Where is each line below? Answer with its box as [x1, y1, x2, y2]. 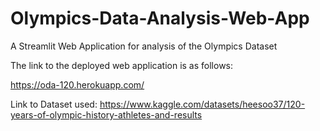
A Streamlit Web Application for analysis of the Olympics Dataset [10, 40, 278, 52]
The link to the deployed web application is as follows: [10, 59, 234, 71]
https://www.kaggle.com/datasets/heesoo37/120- [99, 98, 306, 110]
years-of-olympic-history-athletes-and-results [10, 108, 203, 121]
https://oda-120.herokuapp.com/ [10, 78, 145, 91]
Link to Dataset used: [10, 98, 98, 110]
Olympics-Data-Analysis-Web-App [10, 7, 310, 30]
